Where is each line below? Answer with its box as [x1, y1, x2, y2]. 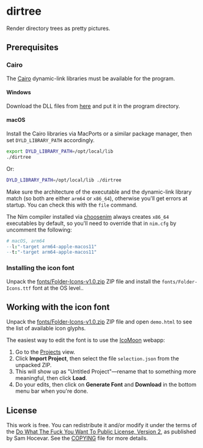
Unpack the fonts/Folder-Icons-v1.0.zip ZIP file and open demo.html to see [6, 318, 193, 325]
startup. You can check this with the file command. [6, 201, 138, 208]
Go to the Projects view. [15, 348, 75, 356]
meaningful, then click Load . [15, 374, 87, 382]
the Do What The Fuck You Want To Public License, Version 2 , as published [6, 428, 196, 436]
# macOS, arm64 [6, 238, 45, 244]
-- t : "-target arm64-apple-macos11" [6, 249, 97, 256]
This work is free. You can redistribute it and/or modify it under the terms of [6, 422, 197, 429]
